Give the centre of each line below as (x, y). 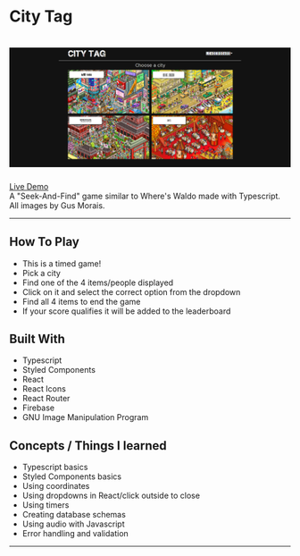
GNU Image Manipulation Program (85, 417)
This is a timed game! (62, 263)
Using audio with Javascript (73, 524)
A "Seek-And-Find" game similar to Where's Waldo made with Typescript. (145, 196)
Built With (37, 338)
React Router (46, 399)
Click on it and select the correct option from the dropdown (131, 291)
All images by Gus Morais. (57, 205)
